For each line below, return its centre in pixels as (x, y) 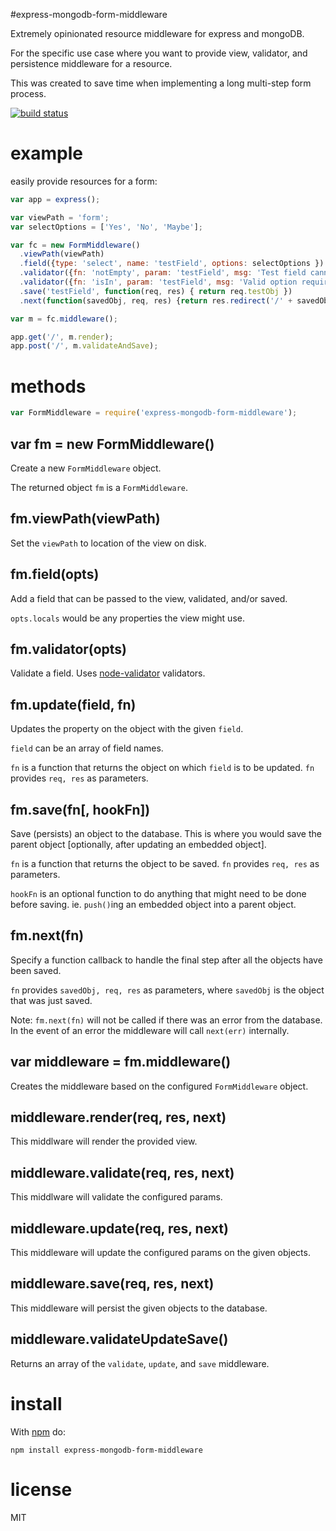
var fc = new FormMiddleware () (75, 245)
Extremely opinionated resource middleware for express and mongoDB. (157, 33)
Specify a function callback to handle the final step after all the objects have (166, 960)
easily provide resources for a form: (84, 181)
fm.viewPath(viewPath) (85, 519)
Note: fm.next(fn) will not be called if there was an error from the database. (166, 1020)
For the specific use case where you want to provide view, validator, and (159, 53)
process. (28, 93)
